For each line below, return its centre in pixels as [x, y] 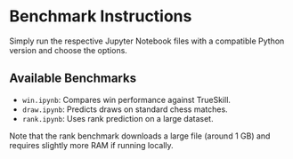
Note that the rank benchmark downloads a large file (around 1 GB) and [140, 136]
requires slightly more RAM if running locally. [91, 145]
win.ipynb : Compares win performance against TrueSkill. [126, 99]
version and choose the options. [68, 50]
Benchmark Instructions [101, 16]
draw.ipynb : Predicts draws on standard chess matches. [125, 109]
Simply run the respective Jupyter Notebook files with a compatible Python [147, 41]
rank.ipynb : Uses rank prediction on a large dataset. [118, 118]
